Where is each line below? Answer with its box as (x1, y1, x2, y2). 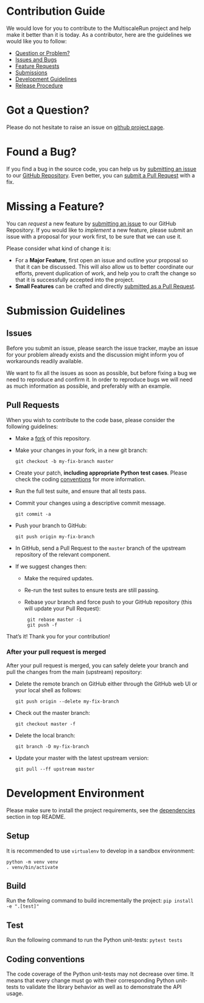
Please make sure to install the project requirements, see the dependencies (6, 806, 195, 814)
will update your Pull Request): (24, 604, 101, 612)
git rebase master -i (27, 616, 82, 623)
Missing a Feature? (6, 200, 105, 213)
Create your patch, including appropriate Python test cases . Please (15, 469, 188, 476)
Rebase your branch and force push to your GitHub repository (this (24, 598, 192, 605)
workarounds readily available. (6, 357, 83, 365)
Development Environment (6, 786, 144, 801)
